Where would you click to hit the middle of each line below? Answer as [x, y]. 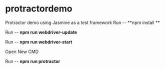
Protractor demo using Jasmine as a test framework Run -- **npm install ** [82, 22]
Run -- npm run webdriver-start [39, 42]
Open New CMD [22, 51]
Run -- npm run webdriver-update [41, 32]
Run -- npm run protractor [33, 61]
